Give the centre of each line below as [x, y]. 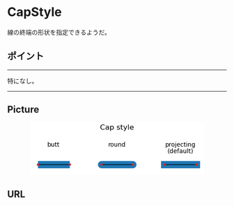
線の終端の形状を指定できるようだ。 [59, 32]
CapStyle [35, 12]
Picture [23, 109]
